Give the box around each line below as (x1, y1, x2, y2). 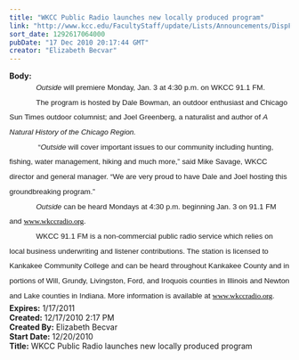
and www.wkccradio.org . (9, 217, 86, 226)
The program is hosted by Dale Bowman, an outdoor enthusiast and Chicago (36, 97, 287, 107)
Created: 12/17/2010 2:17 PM (9, 313, 115, 323)
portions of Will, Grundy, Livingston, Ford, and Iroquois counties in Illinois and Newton (9, 275, 290, 285)
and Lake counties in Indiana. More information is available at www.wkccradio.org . (9, 290, 275, 300)
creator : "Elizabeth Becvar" (9, 46, 117, 55)
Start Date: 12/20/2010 (9, 331, 93, 342)
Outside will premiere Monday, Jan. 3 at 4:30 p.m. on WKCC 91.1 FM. (36, 83, 265, 93)
